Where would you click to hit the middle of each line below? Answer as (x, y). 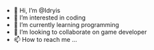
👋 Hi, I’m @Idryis (37, 10)
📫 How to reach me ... (45, 40)
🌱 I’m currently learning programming (66, 25)
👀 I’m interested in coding (50, 18)
